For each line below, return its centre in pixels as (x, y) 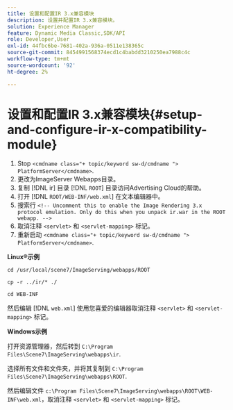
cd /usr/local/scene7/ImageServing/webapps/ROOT (79, 270)
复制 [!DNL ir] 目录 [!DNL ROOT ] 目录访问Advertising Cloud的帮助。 (111, 188)
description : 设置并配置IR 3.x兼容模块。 (62, 20)
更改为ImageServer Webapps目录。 (68, 179)
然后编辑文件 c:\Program (42, 391)
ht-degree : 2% (28, 72)
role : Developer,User (38, 40)
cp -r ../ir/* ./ (32, 282)
